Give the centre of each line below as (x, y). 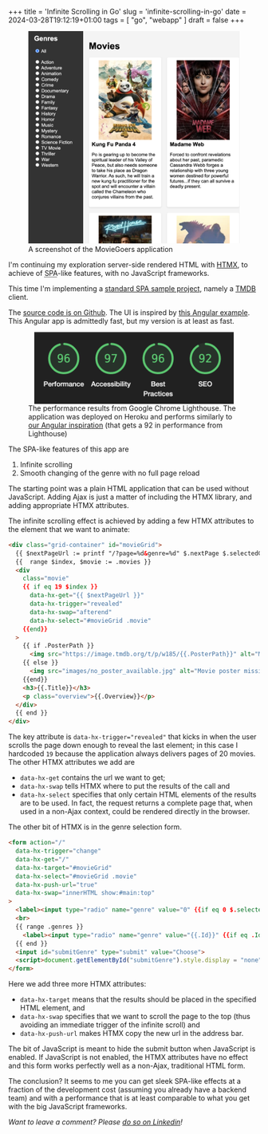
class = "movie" (46, 579)
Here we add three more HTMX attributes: (77, 984)
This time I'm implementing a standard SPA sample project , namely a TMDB (132, 289)
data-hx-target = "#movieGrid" (64, 868)
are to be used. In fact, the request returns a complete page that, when (136, 803)
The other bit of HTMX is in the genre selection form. (95, 827)
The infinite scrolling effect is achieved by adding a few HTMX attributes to (131, 521)
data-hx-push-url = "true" (57, 884)
